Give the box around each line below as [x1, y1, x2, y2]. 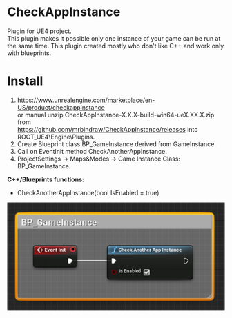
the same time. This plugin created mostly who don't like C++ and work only [7, 41, 224, 50]
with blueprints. [7, 49, 52, 57]
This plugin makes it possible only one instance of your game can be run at [7, 34, 221, 42]
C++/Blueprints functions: [7, 175, 85, 183]
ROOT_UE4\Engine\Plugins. [17, 132, 95, 141]
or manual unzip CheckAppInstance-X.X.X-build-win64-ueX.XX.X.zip [17, 110, 215, 119]
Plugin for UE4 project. [7, 27, 72, 35]
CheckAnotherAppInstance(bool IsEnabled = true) [17, 188, 159, 197]
